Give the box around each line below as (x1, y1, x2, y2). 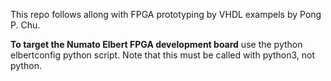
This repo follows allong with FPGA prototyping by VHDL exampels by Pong (10, 9, 322, 20)
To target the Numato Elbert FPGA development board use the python (10, 39, 303, 50)
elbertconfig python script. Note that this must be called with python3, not (10, 49, 316, 61)
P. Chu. (10, 19, 41, 31)
